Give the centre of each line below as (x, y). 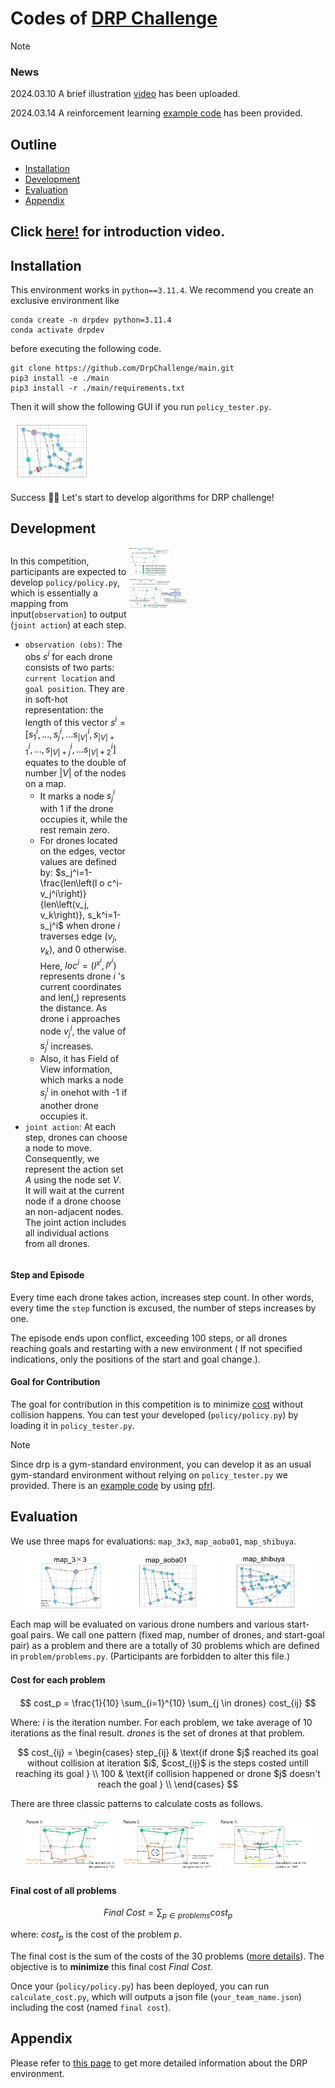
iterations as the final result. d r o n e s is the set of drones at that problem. (158, 1733)
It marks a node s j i (77, 796)
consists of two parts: (69, 668)
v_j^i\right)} (63, 894)
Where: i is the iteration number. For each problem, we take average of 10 (161, 1722)
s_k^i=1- (104, 915)
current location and (69, 678)
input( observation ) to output (68, 614)
